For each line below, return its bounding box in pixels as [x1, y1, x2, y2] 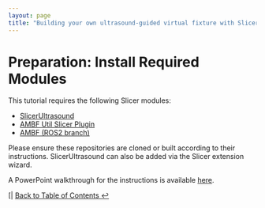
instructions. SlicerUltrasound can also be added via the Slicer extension [8, 152, 244, 161]
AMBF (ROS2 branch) [19, 128, 91, 138]
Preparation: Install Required [8, 53, 200, 71]
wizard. [8, 160, 33, 170]
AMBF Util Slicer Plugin [19, 119, 95, 129]
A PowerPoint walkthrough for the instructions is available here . [8, 176, 215, 185]
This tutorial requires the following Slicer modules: [8, 96, 171, 105]
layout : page [8, 11, 51, 20]
